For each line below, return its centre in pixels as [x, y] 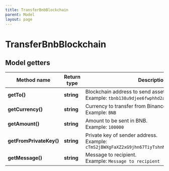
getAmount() [24, 124]
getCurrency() [25, 109]
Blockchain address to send [118, 92]
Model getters [28, 63]
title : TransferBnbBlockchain [37, 10]
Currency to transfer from [115, 106]
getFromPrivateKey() [33, 141]
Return [72, 77]
